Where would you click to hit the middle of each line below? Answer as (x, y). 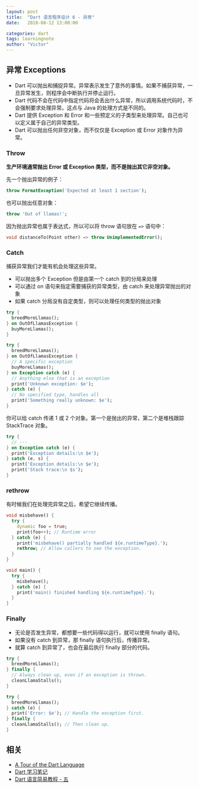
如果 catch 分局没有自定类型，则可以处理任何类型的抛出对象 (88, 301)
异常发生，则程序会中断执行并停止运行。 (69, 93)
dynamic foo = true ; (42, 526)
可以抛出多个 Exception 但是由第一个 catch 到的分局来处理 (86, 279)
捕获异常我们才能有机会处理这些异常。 (53, 266)
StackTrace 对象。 (28, 425)
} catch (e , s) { (28, 459)
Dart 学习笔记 (31, 771)
